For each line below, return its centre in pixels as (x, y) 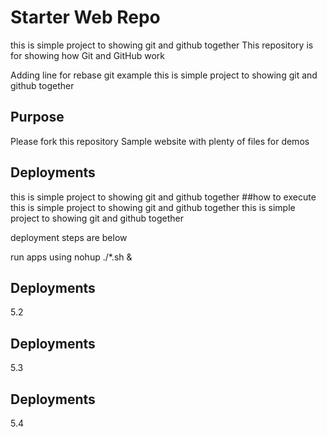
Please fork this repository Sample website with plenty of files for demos (160, 141)
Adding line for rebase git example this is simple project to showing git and (164, 75)
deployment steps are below (69, 237)
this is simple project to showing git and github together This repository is (162, 45)
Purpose (37, 117)
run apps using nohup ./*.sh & (71, 257)
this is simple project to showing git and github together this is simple (153, 207)
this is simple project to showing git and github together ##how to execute (163, 197)
